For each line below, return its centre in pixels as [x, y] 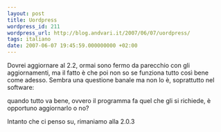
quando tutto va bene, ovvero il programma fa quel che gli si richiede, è [109, 101]
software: [21, 87]
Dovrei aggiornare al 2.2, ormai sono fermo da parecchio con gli [99, 65]
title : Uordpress [32, 20]
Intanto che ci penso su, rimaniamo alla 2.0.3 [71, 121]
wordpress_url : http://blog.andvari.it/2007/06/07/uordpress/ [99, 33]
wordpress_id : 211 [34, 26]
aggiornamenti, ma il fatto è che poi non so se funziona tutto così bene [108, 73]
